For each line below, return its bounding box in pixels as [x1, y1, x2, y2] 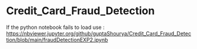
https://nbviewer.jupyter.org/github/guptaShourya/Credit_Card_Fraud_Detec [6, 30, 191, 37]
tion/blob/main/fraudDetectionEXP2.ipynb [6, 36, 108, 43]
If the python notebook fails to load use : [6, 24, 105, 31]
